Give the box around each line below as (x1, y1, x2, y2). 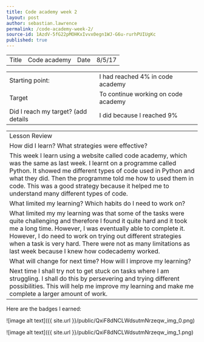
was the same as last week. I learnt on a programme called (9, 159, 177, 167)
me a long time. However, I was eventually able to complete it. (9, 224, 185, 233)
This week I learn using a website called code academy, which (9, 151, 187, 160)
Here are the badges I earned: (6, 305, 82, 312)
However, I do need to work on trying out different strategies (9, 232, 182, 240)
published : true (6, 37, 47, 43)
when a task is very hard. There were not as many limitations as (9, 239, 190, 248)
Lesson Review (9, 132, 53, 140)
